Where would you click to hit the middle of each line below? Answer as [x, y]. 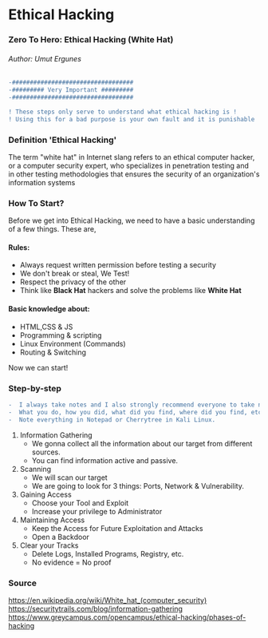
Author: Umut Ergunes [45, 58]
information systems [42, 182]
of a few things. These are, [52, 229]
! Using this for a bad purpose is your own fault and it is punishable [132, 119]
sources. [46, 452]
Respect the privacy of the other [73, 282]
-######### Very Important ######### [71, 90]
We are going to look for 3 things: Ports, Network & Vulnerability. [138, 485]
